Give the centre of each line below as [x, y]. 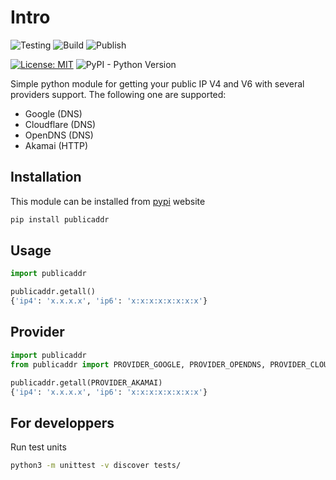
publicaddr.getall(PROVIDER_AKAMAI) [86, 382]
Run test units [38, 447]
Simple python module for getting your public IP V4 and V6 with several [157, 83]
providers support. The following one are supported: [118, 94]
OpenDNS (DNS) [59, 135]
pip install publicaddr [60, 219]
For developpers [62, 422]
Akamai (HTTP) [56, 145]
